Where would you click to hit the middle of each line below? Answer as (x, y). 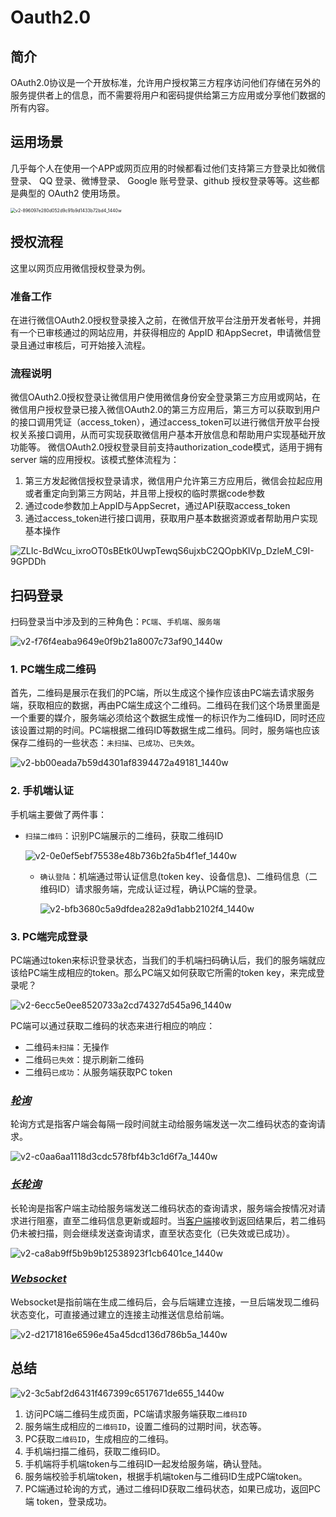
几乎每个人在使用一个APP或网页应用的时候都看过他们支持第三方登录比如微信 (168, 168)
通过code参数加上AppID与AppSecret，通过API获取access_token (157, 506)
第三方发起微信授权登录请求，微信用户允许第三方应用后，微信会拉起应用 (173, 481)
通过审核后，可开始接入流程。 (89, 345)
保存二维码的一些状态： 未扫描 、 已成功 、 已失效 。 (105, 743)
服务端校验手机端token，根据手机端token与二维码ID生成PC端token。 (166, 1476)
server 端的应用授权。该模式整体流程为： (95, 460)
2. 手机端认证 (42, 791)
